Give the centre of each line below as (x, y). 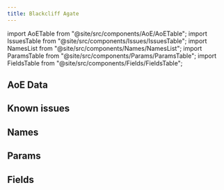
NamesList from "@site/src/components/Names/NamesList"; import (105, 48)
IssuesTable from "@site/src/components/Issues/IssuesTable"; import (107, 41)
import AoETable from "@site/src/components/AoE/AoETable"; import (107, 33)
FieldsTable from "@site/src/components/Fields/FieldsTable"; (95, 63)
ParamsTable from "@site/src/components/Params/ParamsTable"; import (112, 56)
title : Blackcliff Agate (43, 14)
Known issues (39, 109)
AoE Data (28, 85)
